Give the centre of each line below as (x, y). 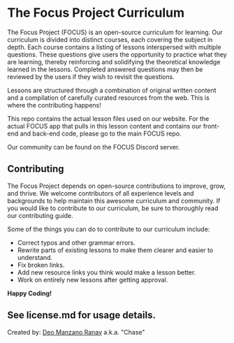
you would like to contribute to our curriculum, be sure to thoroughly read (113, 208)
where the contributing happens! (54, 105)
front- (211, 126)
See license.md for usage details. (81, 315)
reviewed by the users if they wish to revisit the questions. (91, 76)
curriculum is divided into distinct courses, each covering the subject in (110, 39)
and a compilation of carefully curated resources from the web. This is (108, 97)
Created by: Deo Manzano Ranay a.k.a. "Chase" (76, 332)
